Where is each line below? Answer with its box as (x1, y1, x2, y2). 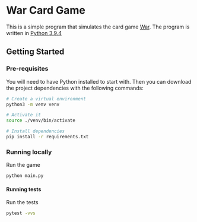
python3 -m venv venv (6, 102, 60, 107)
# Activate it (6, 112, 42, 118)
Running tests (6, 185, 42, 193)
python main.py (6, 173, 44, 179)
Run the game (6, 161, 40, 169)
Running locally (6, 148, 52, 156)
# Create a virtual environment (6, 96, 86, 102)
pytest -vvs (6, 210, 36, 217)
